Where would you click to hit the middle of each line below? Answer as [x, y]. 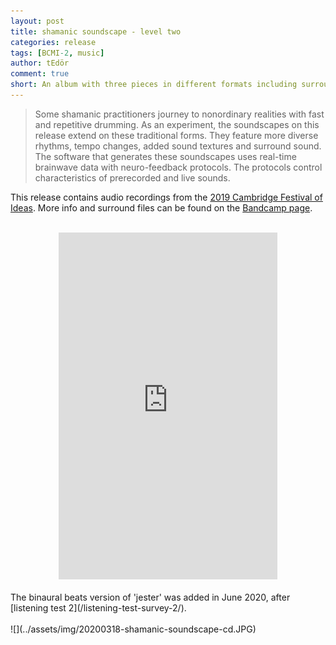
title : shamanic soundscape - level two [96, 31]
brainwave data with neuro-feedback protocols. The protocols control [178, 167]
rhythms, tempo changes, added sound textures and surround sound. [178, 146]
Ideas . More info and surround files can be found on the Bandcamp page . [161, 207]
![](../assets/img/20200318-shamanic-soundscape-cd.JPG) [133, 629]
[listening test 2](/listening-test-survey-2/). [98, 607]
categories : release [53, 42]
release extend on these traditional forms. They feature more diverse [176, 135]
